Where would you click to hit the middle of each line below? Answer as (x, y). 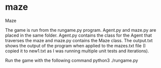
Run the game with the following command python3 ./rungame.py (72, 60)
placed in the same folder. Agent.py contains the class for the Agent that (79, 35)
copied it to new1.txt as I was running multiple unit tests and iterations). (77, 51)
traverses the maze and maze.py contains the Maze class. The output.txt (79, 40)
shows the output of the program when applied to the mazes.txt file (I (76, 45)
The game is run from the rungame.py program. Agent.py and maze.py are (81, 30)
